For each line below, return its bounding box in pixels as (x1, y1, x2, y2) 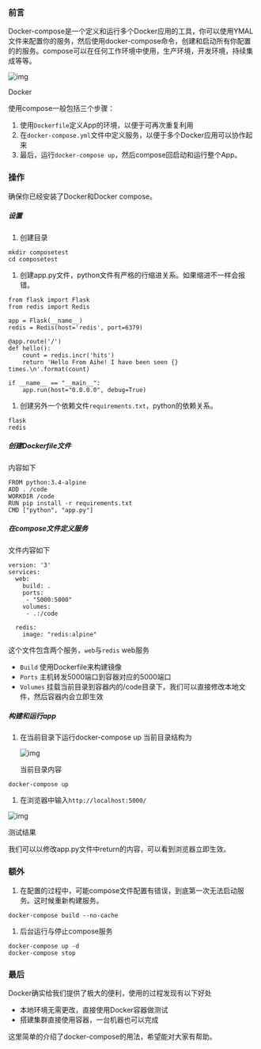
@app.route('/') (8, 337, 62, 345)
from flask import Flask (8, 295, 90, 304)
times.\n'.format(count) (8, 365, 90, 373)
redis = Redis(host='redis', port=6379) (8, 323, 144, 332)
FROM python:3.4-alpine (8, 478, 87, 486)
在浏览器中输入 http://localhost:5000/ (19, 796, 147, 805)
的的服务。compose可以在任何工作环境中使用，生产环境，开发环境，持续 (8, 46, 247, 56)
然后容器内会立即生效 (33, 691, 104, 701)
